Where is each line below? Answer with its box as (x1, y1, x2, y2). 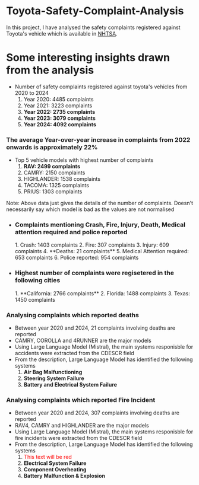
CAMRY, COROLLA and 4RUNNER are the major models (14, 337, 151, 344)
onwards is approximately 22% (6, 143, 98, 151)
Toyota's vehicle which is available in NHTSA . (6, 30, 118, 37)
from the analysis (6, 63, 94, 77)
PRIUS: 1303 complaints (23, 188, 83, 195)
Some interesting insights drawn (6, 51, 170, 65)
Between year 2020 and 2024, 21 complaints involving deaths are (14, 324, 176, 331)
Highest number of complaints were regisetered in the (14, 269, 174, 277)
